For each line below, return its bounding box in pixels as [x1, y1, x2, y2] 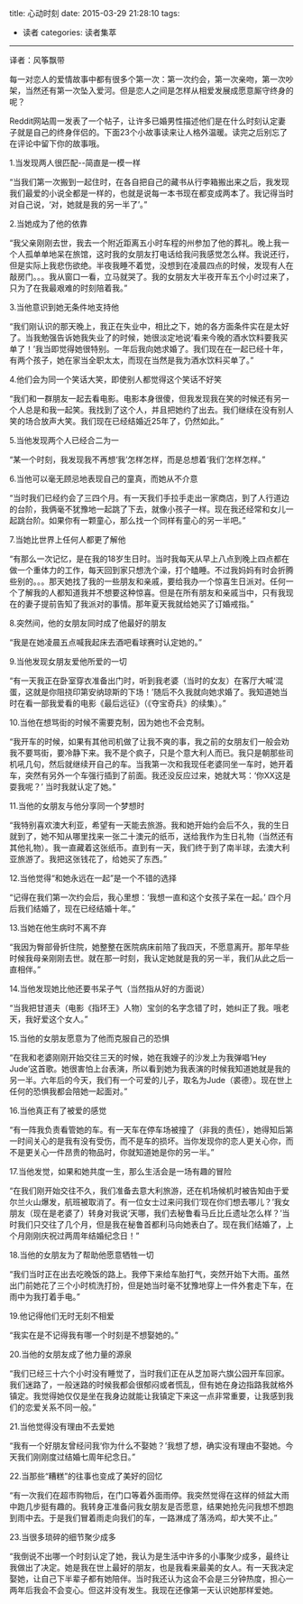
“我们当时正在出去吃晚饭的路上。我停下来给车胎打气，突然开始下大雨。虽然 [9, 1269, 290, 1279]
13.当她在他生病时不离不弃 [9, 923, 107, 932]
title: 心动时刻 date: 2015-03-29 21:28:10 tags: [9, 8, 180, 18]
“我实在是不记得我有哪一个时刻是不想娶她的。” [9, 1330, 179, 1340]
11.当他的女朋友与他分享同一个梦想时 [9, 801, 145, 811]
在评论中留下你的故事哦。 [9, 138, 105, 149]
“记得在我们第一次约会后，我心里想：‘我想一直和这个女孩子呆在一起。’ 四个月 [9, 892, 292, 903]
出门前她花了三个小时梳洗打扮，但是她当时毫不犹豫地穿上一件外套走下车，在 [9, 1280, 294, 1291]
